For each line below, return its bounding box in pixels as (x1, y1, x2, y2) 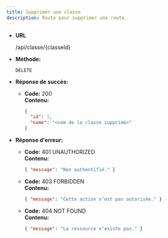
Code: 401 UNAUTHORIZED (24, 148, 95, 155)
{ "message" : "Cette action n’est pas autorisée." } (24, 196, 162, 202)
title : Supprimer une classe (6, 9, 81, 15)
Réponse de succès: (15, 78, 69, 85)
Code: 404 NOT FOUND (24, 207, 86, 215)
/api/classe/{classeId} (15, 44, 71, 51)
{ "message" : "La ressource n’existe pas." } (24, 225, 143, 232)
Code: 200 (24, 90, 52, 97)
